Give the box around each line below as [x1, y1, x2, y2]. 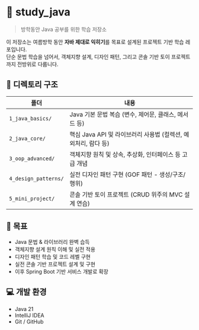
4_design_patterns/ [9, 175, 64, 182]
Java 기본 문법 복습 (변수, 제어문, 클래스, [69, 110, 176, 118]
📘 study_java [6, 5, 71, 19]
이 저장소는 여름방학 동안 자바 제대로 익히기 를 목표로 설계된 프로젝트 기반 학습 [6, 38, 184, 45]
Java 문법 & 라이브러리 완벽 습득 [14, 238, 90, 245]
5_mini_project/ [9, 195, 55, 202]
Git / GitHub [14, 318, 44, 325]
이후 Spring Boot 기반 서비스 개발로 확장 [14, 268, 108, 275]
